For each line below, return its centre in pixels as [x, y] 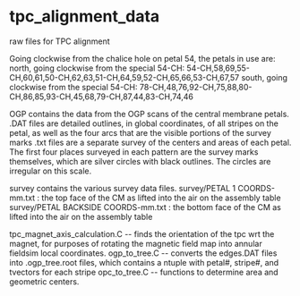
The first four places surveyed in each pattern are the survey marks [134, 152]
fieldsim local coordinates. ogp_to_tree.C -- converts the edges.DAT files [143, 253]
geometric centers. [44, 281]
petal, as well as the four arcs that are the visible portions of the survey [140, 132]
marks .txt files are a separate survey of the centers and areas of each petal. [150, 142]
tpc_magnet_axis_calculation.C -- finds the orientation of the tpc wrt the [142, 233]
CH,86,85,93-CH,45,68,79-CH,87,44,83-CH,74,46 [102, 97]
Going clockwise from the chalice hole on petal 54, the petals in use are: [142, 58]
